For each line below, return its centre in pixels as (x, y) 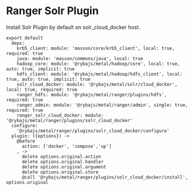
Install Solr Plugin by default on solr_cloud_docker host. (73, 27)
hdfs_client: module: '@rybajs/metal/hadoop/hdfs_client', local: (100, 74)
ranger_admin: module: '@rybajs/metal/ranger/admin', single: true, (102, 105)
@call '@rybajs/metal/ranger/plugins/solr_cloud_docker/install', (105, 177)
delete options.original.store (60, 172)
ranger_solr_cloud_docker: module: (60, 115)
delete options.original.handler (63, 162)
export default (25, 38)
